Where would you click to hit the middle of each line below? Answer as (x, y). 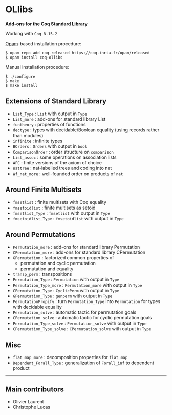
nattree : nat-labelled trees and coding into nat (62, 168)
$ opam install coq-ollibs (34, 58)
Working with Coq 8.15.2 (31, 33)
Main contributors (35, 389)
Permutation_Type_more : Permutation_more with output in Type (77, 285)
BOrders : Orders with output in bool (50, 146)
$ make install (21, 85)
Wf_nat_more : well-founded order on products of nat (68, 174)
